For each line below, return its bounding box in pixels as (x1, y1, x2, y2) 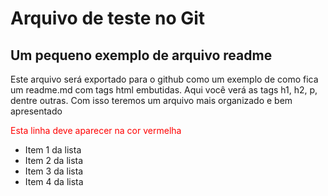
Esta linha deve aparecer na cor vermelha (10, 125, 182, 136)
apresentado (10, 105, 63, 117)
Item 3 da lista (24, 165, 84, 177)
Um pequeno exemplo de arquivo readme (10, 47, 273, 64)
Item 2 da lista (24, 155, 84, 166)
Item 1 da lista (24, 144, 82, 156)
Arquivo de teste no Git (10, 7, 206, 30)
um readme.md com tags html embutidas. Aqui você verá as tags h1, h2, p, (10, 84, 318, 96)
